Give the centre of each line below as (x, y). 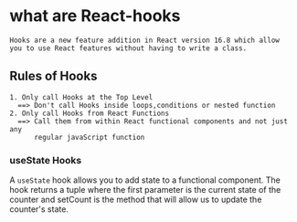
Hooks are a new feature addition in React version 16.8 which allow (145, 40)
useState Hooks (46, 160)
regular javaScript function (89, 137)
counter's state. (39, 209)
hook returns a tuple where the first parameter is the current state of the (145, 190)
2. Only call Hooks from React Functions (90, 113)
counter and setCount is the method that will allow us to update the (136, 200)
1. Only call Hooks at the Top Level (81, 97)
